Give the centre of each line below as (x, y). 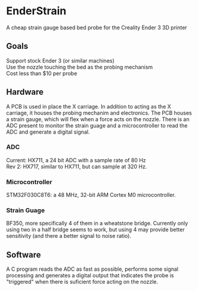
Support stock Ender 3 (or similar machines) (61, 60)
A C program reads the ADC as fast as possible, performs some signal (92, 269)
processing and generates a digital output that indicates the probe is (90, 275)
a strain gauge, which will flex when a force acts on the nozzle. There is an (98, 119)
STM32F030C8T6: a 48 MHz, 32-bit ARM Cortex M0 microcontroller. (91, 195)
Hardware (25, 92)
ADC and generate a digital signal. (48, 132)
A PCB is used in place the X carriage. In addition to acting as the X (89, 106)
